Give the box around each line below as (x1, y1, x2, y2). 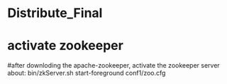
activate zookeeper (7, 38, 124, 54)
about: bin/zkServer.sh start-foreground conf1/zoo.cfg (7, 69, 166, 78)
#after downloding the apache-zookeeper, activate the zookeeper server (7, 61, 220, 70)
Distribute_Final (7, 5, 103, 21)
